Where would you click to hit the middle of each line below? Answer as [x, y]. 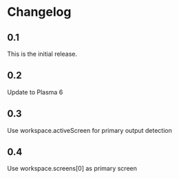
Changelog [39, 12]
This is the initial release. [42, 54]
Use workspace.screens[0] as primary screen [72, 169]
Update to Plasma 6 [35, 92]
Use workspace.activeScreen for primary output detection [89, 130]
